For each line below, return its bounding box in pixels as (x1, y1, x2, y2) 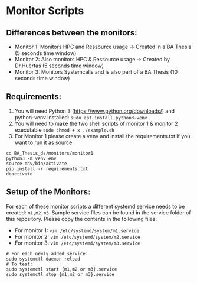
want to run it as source (14, 139, 73, 146)
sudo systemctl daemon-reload (6, 256, 81, 262)
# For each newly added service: (6, 251, 88, 256)
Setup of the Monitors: (6, 187, 91, 197)
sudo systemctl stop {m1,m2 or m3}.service (6, 271, 115, 277)
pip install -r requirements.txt (6, 165, 88, 172)
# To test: (6, 261, 33, 267)
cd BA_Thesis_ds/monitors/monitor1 (6, 150, 94, 156)
